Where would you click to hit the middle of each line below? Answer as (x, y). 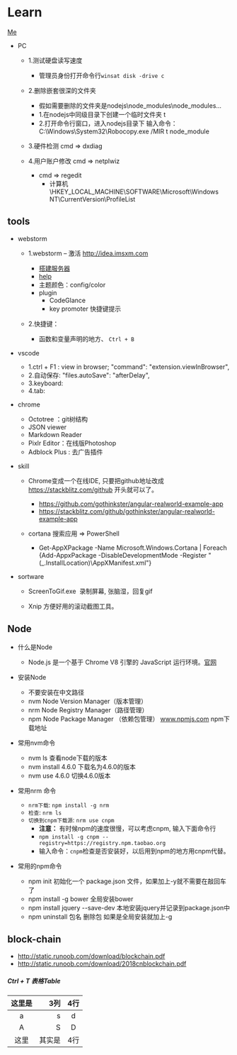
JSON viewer (47, 427)
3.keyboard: (46, 383)
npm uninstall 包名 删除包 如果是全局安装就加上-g (100, 917)
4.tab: (37, 390)
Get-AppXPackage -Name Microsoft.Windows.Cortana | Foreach (133, 548)
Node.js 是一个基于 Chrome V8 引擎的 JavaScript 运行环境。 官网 (122, 662)
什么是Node (35, 647)
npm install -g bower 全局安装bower (81, 899)
